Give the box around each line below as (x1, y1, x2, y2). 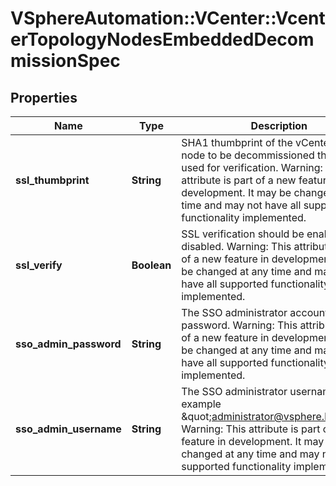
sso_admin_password (15, 337, 122, 351)
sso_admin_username (15, 422, 122, 436)
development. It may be (181, 186, 292, 199)
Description (250, 119, 308, 132)
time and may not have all (181, 198, 302, 212)
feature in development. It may (181, 435, 325, 448)
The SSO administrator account (181, 306, 329, 319)
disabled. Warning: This (181, 240, 292, 253)
